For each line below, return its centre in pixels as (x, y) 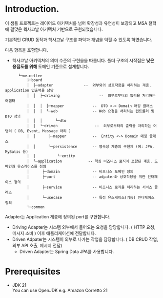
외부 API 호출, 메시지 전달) (37, 245)
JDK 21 (19, 285)
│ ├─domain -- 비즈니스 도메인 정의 (80, 171)
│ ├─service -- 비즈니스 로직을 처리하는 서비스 (90, 187)
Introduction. (32, 9)
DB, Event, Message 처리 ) (45, 131)
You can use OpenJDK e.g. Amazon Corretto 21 (60, 290)
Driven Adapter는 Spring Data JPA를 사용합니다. (67, 251)
